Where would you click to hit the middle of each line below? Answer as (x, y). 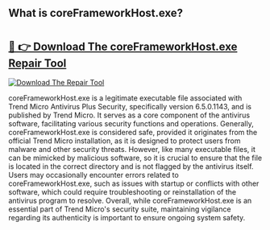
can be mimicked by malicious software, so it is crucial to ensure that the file (135, 158)
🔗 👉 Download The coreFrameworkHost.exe (123, 46)
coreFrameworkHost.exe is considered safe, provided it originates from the (133, 132)
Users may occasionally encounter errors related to (93, 175)
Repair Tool (37, 63)
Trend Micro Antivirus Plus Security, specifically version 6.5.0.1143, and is (130, 107)
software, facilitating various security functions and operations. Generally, (131, 123)
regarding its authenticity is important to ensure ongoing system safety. (127, 218)
